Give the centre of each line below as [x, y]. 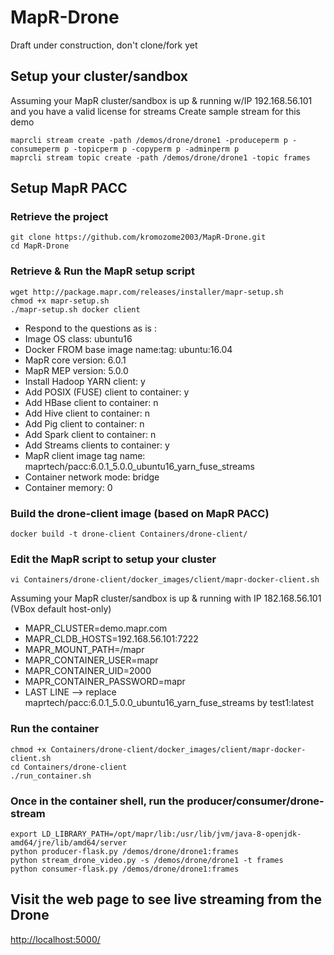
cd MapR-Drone [40, 246]
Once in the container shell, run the [97, 801]
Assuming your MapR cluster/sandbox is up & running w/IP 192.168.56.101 [161, 100]
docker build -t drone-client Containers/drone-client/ [129, 534]
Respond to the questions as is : [90, 328]
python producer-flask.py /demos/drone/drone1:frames [125, 851]
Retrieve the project [59, 217]
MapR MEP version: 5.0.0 [76, 370]
